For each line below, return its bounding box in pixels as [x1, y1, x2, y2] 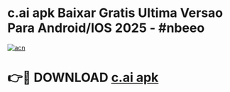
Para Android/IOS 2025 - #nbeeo [7, 20, 205, 36]
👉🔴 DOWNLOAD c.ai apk [7, 69, 159, 86]
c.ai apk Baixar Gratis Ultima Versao [7, 5, 224, 21]
